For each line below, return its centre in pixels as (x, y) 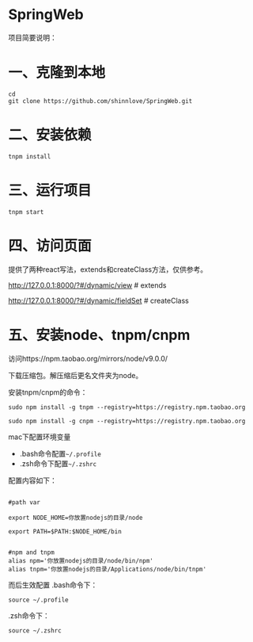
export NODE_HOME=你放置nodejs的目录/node (76, 518)
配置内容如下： (32, 480)
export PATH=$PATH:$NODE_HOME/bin (65, 531)
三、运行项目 (50, 190)
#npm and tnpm (32, 552)
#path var (25, 502)
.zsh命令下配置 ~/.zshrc (58, 463)
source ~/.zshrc (35, 631)
